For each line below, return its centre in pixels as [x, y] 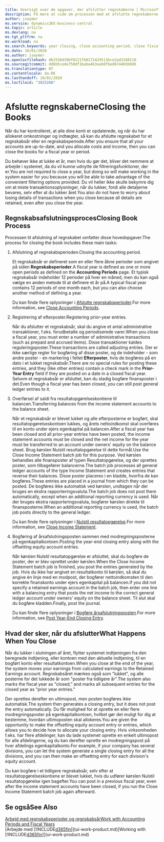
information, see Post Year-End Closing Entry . [58, 618]
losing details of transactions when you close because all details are [74, 198]
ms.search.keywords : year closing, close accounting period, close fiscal [83, 46]
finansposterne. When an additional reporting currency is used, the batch [85, 507]
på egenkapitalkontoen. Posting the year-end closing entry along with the [85, 542]
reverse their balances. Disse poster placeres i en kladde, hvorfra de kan [85, 476]
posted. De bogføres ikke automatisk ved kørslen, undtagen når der [80, 486]
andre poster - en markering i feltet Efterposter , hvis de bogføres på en [84, 358]
